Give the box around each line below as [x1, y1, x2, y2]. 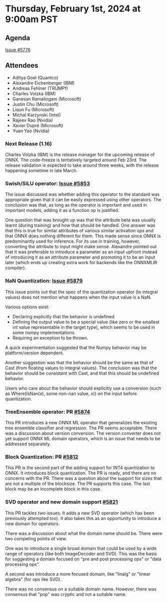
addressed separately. [5, 441, 51, 447]
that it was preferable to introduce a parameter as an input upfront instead [5, 249, 158, 255]
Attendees [5, 61, 38, 70]
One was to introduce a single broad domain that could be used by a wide [5, 545, 157, 551]
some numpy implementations [12, 329, 75, 335]
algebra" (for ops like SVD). [5, 576, 62, 582]
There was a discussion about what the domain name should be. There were [5, 530, 163, 536]
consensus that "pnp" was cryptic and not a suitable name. [5, 591, 127, 597]
